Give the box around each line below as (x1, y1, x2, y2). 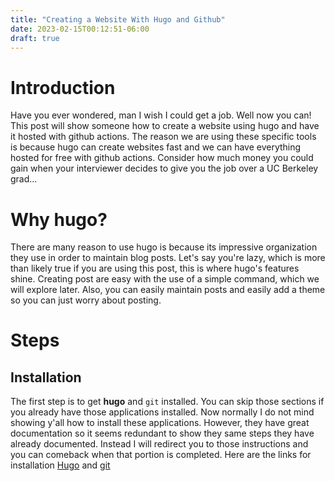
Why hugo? (10, 208, 108, 231)
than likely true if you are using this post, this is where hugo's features (10, 262, 300, 275)
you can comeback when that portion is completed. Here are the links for (10, 449, 312, 461)
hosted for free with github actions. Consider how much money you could (10, 152, 314, 164)
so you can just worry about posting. (10, 294, 162, 306)
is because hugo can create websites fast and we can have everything (10, 141, 302, 153)
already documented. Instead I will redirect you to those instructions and (10, 438, 309, 450)
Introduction (10, 76, 116, 99)
